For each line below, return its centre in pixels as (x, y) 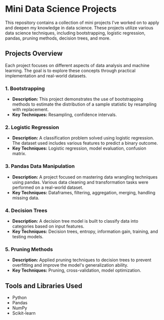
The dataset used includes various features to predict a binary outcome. (85, 143)
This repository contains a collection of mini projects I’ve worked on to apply (82, 23)
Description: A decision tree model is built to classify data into (75, 221)
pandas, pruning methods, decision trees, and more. (58, 38)
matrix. (19, 154)
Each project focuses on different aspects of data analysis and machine (77, 65)
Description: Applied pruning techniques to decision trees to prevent (82, 260)
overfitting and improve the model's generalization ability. (70, 265)
